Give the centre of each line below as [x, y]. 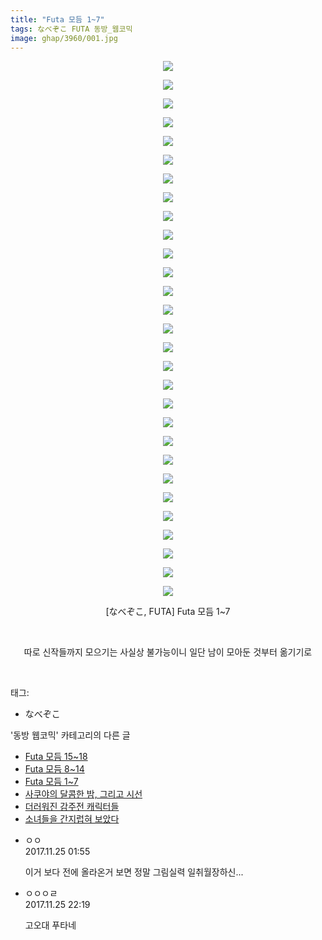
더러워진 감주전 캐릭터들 [72, 807]
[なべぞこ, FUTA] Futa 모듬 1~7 [168, 612]
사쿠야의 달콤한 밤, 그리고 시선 [83, 794]
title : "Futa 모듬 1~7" [57, 19]
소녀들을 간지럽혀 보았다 [72, 819]
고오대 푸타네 [50, 925]
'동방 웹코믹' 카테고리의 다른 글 [70, 735]
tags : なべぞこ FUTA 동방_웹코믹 [71, 29]
